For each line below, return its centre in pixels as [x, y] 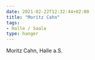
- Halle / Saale [26, 28]
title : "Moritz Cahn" [33, 17]
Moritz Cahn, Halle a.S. [34, 50]
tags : [13, 23]
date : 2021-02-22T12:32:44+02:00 [48, 12]
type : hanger [22, 34]
